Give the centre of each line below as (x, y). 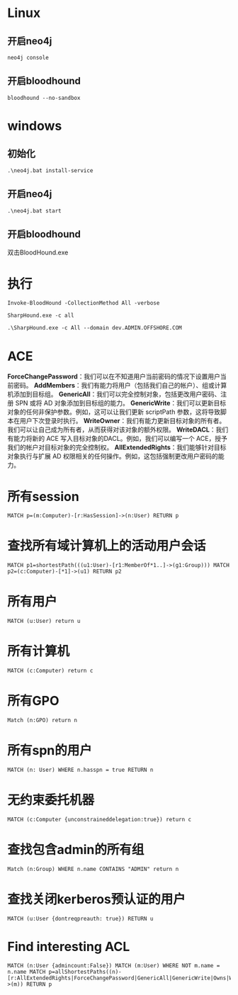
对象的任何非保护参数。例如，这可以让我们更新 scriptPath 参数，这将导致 (114, 412)
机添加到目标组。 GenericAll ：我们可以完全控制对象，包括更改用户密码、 (114, 394)
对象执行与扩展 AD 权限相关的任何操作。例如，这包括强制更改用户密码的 (113, 456)
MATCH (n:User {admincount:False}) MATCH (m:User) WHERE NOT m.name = (114, 965)
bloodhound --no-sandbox (44, 98)
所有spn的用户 (50, 751)
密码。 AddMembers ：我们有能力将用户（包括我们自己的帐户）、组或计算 (120, 386)
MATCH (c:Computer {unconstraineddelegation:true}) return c (100, 819)
